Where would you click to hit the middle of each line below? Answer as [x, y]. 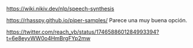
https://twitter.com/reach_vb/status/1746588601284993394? [83, 32]
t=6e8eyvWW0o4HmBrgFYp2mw [48, 38]
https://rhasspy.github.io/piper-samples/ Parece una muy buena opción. [97, 20]
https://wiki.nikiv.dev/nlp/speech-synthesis [60, 9]
